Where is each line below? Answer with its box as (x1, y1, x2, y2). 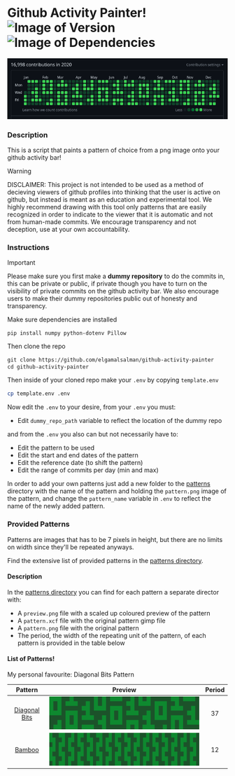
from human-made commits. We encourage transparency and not (7, 218, 197, 226)
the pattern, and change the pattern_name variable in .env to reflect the (7, 494, 211, 503)
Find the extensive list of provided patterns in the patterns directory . (7, 556, 204, 564)
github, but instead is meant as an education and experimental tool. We (7, 195, 213, 204)
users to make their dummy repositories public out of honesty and (7, 294, 198, 303)
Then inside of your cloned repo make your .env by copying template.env (7, 376, 219, 384)
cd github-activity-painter (7, 363, 90, 370)
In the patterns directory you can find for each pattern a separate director (7, 588, 219, 596)
